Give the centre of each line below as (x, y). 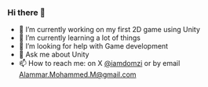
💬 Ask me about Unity (54, 55)
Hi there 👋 (27, 13)
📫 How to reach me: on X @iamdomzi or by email (99, 63)
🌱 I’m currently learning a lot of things (79, 38)
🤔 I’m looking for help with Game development (93, 46)
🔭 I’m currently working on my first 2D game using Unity (109, 30)
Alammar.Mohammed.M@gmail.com (77, 74)
